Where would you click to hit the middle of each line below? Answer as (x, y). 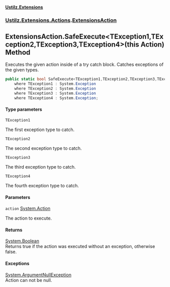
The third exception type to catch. (40, 167)
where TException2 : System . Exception (55, 89)
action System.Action (28, 209)
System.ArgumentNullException (38, 275)
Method (18, 52)
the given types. (22, 70)
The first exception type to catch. (40, 130)
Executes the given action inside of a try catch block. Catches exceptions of (84, 65)
